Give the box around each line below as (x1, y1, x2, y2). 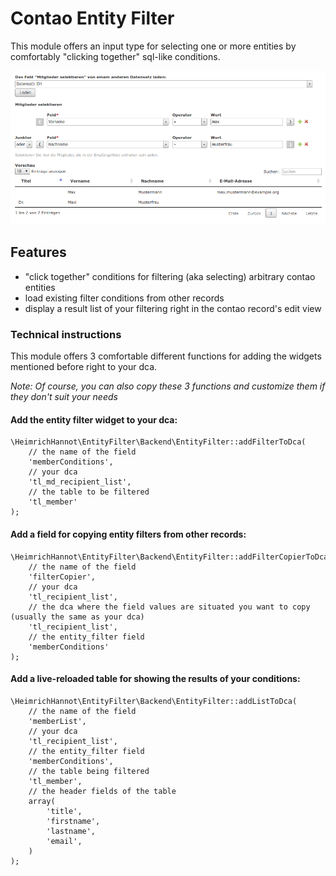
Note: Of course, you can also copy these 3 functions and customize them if (10, 380, 326, 392)
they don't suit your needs (10, 391, 118, 403)
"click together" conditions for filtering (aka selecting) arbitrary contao (24, 270, 316, 282)
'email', (46, 836, 83, 846)
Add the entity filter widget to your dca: (10, 413, 178, 426)
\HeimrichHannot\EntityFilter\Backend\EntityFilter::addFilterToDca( (10, 437, 307, 447)
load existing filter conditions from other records (24, 292, 225, 304)
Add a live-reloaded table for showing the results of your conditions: (10, 673, 301, 685)
